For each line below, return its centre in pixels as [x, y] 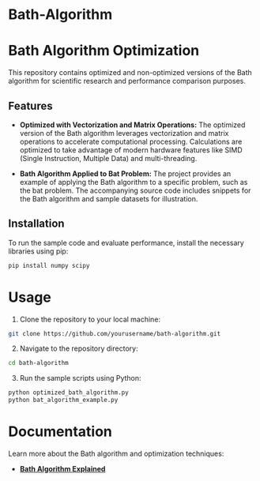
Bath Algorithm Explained [62, 469]
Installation [36, 224]
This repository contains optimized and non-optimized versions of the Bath [130, 73]
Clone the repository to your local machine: [90, 319]
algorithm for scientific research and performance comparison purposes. [127, 81]
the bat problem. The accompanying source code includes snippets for [135, 190]
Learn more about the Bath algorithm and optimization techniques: [116, 453]
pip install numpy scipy [49, 265]
